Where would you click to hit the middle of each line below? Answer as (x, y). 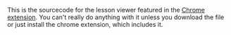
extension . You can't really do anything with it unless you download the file (116, 17)
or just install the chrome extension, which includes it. (85, 24)
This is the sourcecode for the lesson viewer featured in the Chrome (106, 10)
